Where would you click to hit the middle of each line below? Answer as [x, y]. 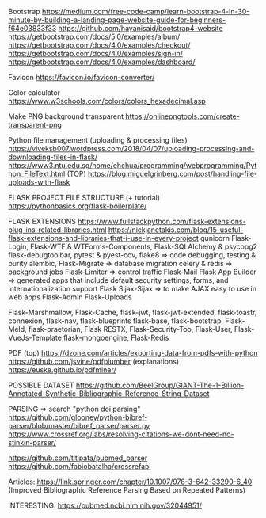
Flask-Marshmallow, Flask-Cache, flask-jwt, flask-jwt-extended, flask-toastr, [133, 312]
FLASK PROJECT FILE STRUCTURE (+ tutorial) [84, 198]
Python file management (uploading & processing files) [98, 140]
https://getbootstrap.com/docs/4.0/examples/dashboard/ [102, 62]
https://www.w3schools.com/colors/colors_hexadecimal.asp [107, 101]
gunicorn [215, 238]
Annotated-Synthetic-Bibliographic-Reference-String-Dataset [109, 394]
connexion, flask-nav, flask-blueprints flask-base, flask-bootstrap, [116, 321]
